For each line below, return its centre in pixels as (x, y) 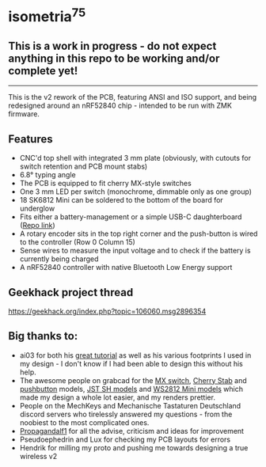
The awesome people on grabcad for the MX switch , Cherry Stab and (133, 380)
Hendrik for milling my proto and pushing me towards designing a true (134, 447)
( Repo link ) (37, 226)
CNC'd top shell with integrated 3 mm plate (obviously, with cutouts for (135, 158)
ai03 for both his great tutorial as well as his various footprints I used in (135, 355)
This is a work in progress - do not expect (112, 46)
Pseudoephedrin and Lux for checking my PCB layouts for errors (125, 439)
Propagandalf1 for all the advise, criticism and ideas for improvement (131, 431)
